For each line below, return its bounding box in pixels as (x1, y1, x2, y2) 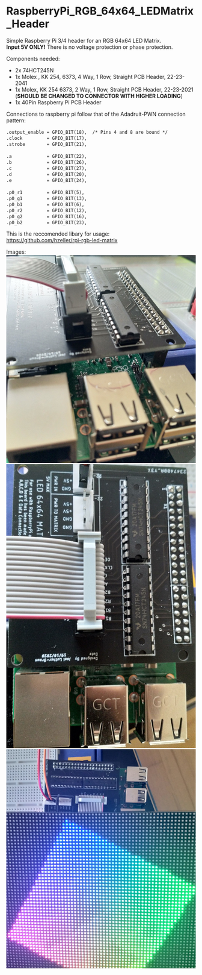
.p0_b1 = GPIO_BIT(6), (6, 201, 85, 207)
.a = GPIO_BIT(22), (6, 153, 87, 159)
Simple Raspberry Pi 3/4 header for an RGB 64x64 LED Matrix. (6, 37, 162, 44)
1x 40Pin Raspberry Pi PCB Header (14, 98, 102, 106)
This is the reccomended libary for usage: (6, 230, 110, 237)
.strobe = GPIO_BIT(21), (6, 141, 87, 147)
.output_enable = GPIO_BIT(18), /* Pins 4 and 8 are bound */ (6, 129, 168, 135)
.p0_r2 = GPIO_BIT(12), (6, 207, 87, 213)
